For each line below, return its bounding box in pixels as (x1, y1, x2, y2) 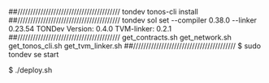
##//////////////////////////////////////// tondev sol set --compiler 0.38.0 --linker (8, 15, 258, 25)
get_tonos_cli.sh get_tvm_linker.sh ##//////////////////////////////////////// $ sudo (8, 41, 262, 51)
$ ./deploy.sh (8, 65, 53, 75)
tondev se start (8, 50, 59, 59)
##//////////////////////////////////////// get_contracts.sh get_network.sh (8, 32, 232, 42)
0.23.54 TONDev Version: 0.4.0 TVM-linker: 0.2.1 (8, 24, 172, 33)
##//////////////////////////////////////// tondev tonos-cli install (8, 7, 199, 16)
